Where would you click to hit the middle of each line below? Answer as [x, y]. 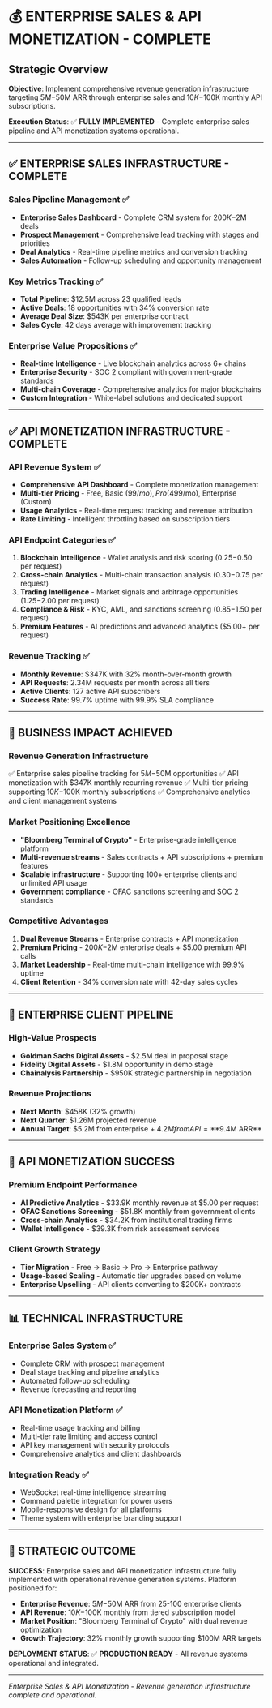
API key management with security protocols [95, 1444]
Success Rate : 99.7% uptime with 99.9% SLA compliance [117, 700]
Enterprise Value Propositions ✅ [73, 345]
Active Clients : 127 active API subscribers [90, 691]
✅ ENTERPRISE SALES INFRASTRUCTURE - [119, 164]
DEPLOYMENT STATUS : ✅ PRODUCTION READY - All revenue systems [128, 1654]
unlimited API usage [53, 882]
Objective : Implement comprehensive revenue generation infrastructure [129, 88]
